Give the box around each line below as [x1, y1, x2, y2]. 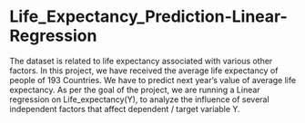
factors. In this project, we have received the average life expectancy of [9, 65, 279, 76]
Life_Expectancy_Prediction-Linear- [9, 6, 289, 27]
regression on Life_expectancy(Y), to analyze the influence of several [9, 93, 270, 105]
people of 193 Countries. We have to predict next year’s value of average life [9, 74, 297, 85]
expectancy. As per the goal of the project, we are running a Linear [9, 84, 261, 95]
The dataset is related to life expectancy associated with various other [9, 55, 273, 66]
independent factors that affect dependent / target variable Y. [9, 103, 240, 114]
